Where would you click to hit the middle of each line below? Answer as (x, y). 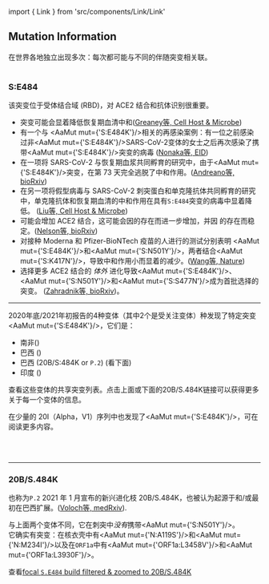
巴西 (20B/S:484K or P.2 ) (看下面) (76, 363)
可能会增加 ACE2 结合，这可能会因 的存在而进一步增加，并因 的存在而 (134, 221)
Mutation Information (63, 36)
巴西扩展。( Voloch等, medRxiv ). (74, 508)
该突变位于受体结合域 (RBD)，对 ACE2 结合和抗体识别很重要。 (111, 105)
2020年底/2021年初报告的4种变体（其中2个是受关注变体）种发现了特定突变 (132, 316)
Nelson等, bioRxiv (66, 231)
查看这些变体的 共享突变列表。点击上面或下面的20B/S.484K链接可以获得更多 (134, 390)
